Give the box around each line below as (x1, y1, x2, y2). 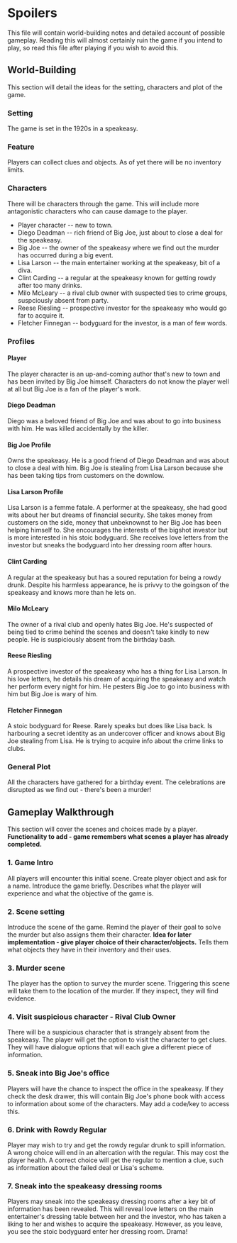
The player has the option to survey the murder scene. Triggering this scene (7, 979, 231, 988)
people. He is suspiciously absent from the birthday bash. (7, 635, 176, 643)
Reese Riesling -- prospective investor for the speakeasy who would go (17, 303, 227, 312)
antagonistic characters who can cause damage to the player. (7, 207, 188, 216)
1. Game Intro (7, 858, 54, 868)
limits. (7, 165, 25, 174)
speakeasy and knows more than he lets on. (7, 588, 136, 596)
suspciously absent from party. (17, 296, 109, 304)
